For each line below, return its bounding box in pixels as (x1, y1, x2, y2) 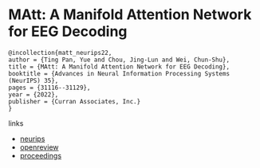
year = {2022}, (8, 90, 59, 99)
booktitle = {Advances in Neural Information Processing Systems (8, 69, 230, 77)
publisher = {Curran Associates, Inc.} (8, 97, 141, 105)
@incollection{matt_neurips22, (8, 49, 112, 57)
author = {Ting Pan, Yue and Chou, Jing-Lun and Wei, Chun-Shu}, (8, 56, 230, 64)
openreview (19, 142, 59, 152)
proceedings (19, 150, 62, 160)
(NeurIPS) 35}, (8, 76, 59, 84)
